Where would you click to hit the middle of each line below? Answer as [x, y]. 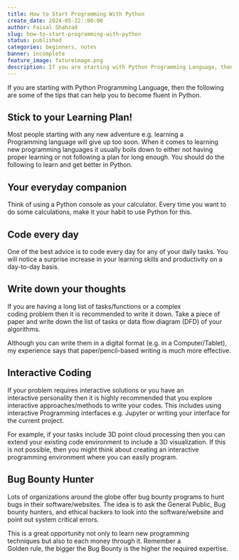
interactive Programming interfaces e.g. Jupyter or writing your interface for [119, 413]
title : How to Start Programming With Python [76, 14]
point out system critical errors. [53, 519]
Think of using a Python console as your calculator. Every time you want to [117, 205]
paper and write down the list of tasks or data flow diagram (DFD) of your [115, 321]
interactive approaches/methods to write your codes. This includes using [115, 405]
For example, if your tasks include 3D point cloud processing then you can [116, 434]
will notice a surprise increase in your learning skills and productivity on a [115, 259]
